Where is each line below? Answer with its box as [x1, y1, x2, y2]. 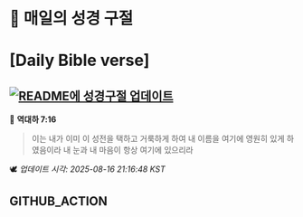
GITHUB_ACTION [9, 193, 109, 209]
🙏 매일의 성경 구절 [9, 8, 134, 29]
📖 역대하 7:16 [9, 114, 57, 125]
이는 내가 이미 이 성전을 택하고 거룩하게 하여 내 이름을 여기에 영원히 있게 [31, 133, 285, 145]
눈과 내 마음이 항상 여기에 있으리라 [72, 145, 194, 156]
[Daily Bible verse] [9, 51, 150, 71]
